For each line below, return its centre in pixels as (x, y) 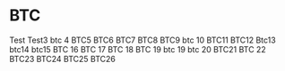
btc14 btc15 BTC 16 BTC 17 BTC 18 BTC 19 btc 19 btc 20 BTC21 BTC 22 (138, 49)
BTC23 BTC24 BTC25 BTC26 (63, 59)
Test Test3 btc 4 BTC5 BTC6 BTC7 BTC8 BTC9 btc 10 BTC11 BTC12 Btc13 (142, 40)
